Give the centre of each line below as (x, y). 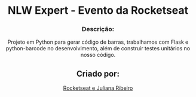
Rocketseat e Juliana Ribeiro (98, 88)
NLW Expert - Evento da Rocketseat (98, 10)
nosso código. (98, 55)
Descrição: (98, 29)
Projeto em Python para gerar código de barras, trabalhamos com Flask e (98, 42)
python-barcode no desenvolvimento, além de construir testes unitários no (98, 48)
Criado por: (98, 73)
